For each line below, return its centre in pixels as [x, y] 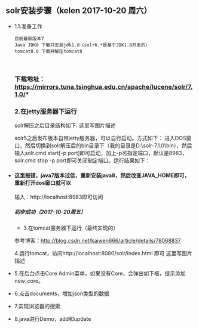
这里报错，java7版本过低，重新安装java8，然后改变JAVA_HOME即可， [102, 175]
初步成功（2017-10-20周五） [50, 212]
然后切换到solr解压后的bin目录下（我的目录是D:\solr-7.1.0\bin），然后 [108, 146]
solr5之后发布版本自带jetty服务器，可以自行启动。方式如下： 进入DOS [100, 138]
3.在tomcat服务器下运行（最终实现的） [71, 228]
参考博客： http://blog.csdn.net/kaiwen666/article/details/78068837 [98, 241]
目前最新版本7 [29, 38]
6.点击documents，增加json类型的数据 [62, 293]
